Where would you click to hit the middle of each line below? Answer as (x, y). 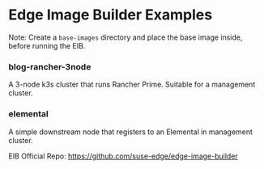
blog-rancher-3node (50, 66)
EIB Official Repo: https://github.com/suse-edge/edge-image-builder (123, 156)
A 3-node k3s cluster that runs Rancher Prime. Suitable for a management (132, 84)
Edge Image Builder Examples (111, 15)
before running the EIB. (47, 45)
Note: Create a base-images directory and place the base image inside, (126, 37)
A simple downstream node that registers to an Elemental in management (131, 132)
